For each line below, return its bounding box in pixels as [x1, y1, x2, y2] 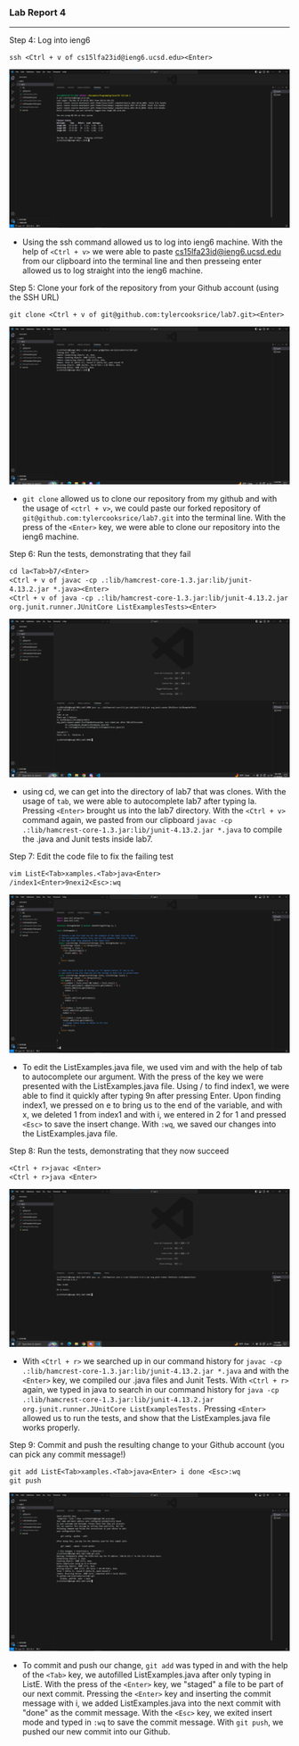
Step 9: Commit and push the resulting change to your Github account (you [9, 1440, 285, 1451]
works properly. [21, 1422, 80, 1434]
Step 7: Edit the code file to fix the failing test [9, 851, 174, 862]
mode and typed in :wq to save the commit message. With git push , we [21, 1717, 284, 1727]
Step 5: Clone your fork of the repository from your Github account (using [9, 282, 279, 293]
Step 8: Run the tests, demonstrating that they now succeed [9, 1145, 230, 1156]
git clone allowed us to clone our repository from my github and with [21, 494, 278, 504]
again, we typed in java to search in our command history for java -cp [21, 1384, 279, 1395]
